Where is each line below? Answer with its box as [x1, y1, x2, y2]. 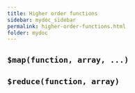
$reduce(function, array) [7, 76, 120, 87]
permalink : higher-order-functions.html [7, 23, 127, 30]
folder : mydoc [7, 29, 49, 37]
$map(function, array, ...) [7, 54, 129, 65]
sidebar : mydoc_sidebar [7, 17, 77, 23]
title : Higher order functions [7, 10, 98, 17]
